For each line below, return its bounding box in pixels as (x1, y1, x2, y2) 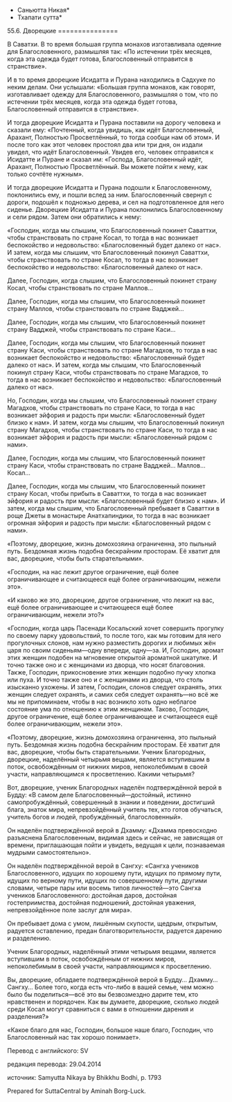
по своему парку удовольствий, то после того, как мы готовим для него (7, 632, 222, 639)
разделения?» (7, 1013, 49, 1020)
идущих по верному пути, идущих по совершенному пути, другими (7, 876, 208, 885)
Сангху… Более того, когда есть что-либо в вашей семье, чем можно (7, 983, 214, 991)
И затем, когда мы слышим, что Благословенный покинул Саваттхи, (7, 249, 210, 256)
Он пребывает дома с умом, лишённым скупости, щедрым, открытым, (7, 919, 218, 927)
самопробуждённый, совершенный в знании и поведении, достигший (7, 798, 215, 806)
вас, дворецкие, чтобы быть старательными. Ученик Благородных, (7, 748, 206, 756)
